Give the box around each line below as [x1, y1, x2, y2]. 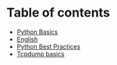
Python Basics [16, 28, 58, 36]
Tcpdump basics [16, 50, 65, 58]
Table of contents [6, 5, 111, 21]
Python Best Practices [16, 42, 81, 50]
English [16, 35, 38, 43]
